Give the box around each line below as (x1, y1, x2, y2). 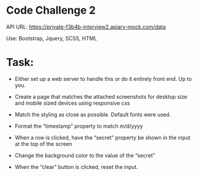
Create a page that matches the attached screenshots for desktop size (14, 93, 188, 100)
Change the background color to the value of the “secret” (14, 152, 155, 159)
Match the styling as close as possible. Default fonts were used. (14, 111, 171, 118)
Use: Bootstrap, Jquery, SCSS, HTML (6, 34, 97, 42)
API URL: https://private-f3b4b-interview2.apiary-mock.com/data (6, 23, 166, 30)
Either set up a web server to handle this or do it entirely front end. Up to (14, 75, 192, 82)
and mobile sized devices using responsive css (14, 99, 130, 106)
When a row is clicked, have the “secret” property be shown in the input (14, 134, 191, 141)
